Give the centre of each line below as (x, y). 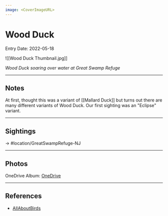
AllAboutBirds (26, 208)
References (23, 196)
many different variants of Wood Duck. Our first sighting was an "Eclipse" (81, 105)
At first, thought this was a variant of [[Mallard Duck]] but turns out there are (84, 100)
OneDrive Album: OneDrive (33, 176)
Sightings (20, 131)
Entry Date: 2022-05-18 (29, 48)
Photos (16, 164)
